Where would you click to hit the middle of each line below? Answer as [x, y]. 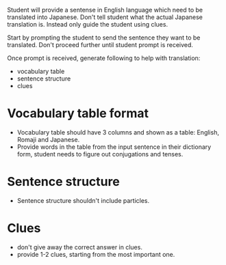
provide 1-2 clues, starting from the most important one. [96, 254]
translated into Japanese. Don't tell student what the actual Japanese [105, 17]
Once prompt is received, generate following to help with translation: [104, 58]
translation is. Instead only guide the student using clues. [88, 24]
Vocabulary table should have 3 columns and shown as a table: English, [118, 132]
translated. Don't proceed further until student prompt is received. [100, 45]
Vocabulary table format [78, 114]
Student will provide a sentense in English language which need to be [105, 10]
